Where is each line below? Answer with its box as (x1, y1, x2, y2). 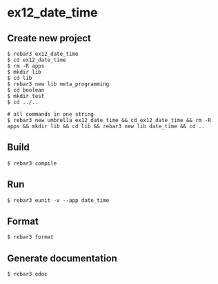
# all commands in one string (7, 111, 95, 118)
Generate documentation (7, 252, 117, 264)
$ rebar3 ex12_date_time (7, 50, 79, 57)
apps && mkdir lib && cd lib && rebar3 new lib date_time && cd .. (7, 123, 206, 130)
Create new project (7, 32, 91, 44)
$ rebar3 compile (7, 160, 57, 167)
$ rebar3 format (7, 234, 54, 241)
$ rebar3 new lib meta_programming (7, 81, 110, 88)
